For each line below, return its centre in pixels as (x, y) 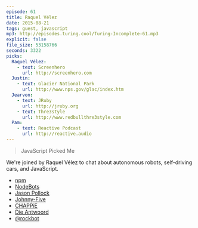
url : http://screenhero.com (57, 73)
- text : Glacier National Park (56, 84)
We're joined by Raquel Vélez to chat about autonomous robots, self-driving (99, 162)
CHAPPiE (26, 205)
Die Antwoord (32, 212)
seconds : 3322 (24, 51)
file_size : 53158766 (32, 45)
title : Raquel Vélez (32, 17)
